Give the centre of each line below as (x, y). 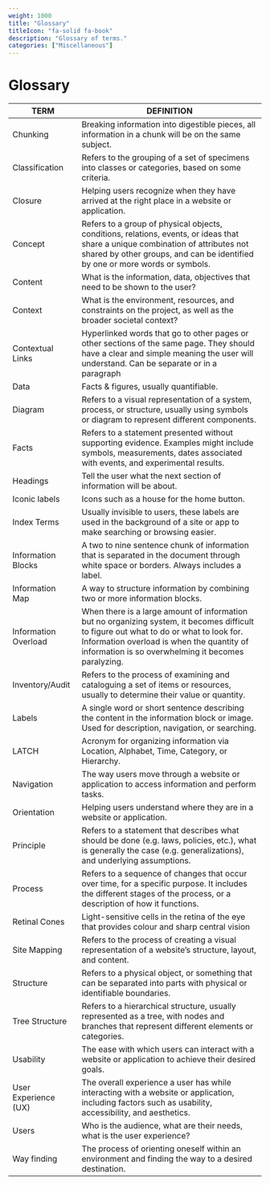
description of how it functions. (140, 904)
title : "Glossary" (39, 23)
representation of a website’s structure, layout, (169, 950)
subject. (97, 145)
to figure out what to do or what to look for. (162, 631)
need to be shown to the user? (139, 288)
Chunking (31, 135)
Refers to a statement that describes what (160, 831)
